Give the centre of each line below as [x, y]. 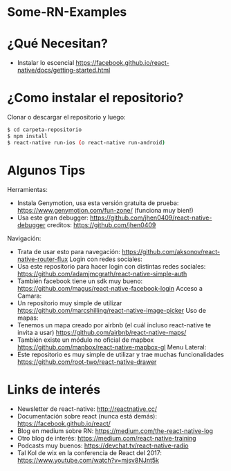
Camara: [29, 296]
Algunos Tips [46, 170]
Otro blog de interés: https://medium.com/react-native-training [107, 438]
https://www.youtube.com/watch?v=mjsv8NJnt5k [88, 460]
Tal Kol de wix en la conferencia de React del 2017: [90, 452]
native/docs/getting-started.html [64, 70]
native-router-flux [43, 259]
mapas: [28, 318]
